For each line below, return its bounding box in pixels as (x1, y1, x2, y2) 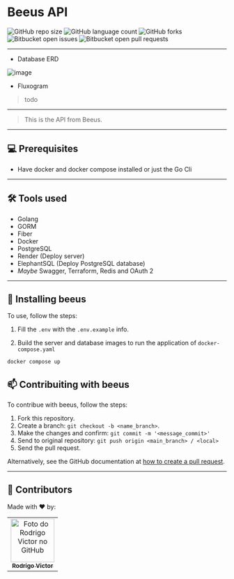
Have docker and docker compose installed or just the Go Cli (17, 165, 192, 173)
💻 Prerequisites (7, 143, 79, 155)
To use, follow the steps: (7, 312, 78, 320)
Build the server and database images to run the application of (17, 339, 197, 347)
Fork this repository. (17, 414, 75, 423)
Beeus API (7, 4, 68, 20)
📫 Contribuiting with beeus (7, 378, 130, 391)
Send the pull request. (17, 444, 81, 452)
